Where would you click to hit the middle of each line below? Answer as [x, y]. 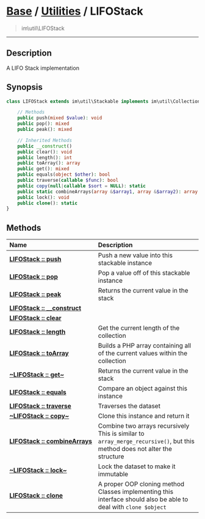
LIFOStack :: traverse [40, 406]
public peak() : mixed [45, 130]
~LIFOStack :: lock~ [38, 471]
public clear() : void [45, 152]
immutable [113, 474]
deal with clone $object [132, 507]
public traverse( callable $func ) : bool [68, 181]
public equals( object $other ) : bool [64, 175]
